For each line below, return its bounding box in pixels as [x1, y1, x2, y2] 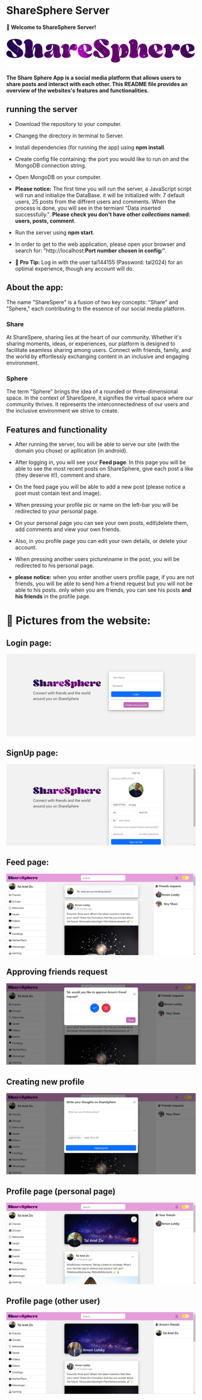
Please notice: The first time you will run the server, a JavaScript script [14, 185, 192, 192]
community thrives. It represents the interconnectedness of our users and [6, 401, 189, 408]
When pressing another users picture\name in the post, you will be [14, 556, 180, 563]
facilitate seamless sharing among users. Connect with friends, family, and [6, 346, 191, 353]
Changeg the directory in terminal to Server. [14, 132, 124, 139]
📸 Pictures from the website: [6, 614, 151, 627]
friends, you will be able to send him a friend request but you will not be [14, 580, 193, 588]
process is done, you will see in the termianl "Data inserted [14, 204, 161, 212]
